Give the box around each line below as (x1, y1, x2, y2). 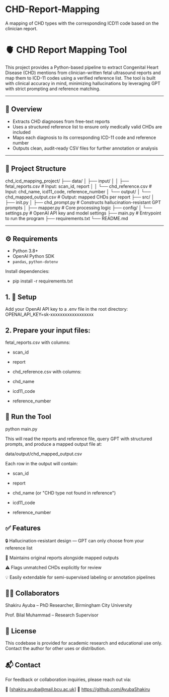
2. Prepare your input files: (5, 326, 91, 334)
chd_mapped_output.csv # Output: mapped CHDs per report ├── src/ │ (5, 194, 154, 200)
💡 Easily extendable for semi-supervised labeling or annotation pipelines (5, 574, 155, 580)
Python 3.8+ (12, 248, 39, 254)
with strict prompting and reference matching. (5, 86, 101, 92)
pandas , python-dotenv (12, 258, 58, 265)
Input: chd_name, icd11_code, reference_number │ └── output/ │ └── (5, 188, 151, 194)
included (12, 129, 31, 135)
